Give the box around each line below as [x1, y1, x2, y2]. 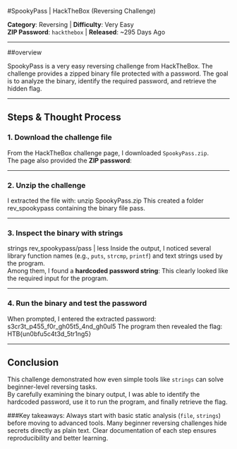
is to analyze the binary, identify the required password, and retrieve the [7, 77, 217, 85]
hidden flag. [7, 85, 42, 92]
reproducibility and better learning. [7, 434, 109, 443]
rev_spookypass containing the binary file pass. [7, 203, 146, 212]
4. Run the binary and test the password [7, 299, 147, 309]
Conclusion [7, 357, 59, 369]
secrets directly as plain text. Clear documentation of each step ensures [7, 426, 217, 435]
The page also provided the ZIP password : [7, 156, 132, 164]
